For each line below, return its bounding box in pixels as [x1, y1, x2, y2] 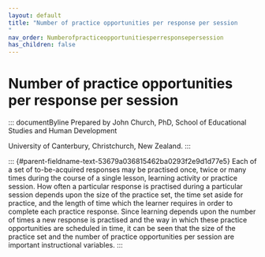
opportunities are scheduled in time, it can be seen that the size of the [8, 224, 236, 233]
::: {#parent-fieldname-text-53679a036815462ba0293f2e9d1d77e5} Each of [8, 157, 257, 166]
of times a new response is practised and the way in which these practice [8, 215, 248, 225]
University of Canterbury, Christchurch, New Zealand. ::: [8, 141, 192, 151]
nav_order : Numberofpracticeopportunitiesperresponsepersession [8, 33, 224, 42]
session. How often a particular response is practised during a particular [8, 182, 243, 192]
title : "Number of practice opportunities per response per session [8, 19, 238, 27]
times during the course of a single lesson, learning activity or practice [8, 173, 238, 183]
